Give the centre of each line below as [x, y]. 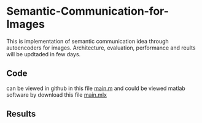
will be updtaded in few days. [44, 54]
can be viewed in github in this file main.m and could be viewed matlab [96, 88]
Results [21, 114]
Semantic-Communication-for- [87, 11]
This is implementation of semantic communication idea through [87, 41]
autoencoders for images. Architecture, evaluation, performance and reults [101, 48]
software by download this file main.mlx [57, 95]
